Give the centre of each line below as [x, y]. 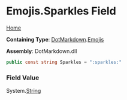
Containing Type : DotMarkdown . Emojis [55, 39]
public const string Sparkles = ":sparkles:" [64, 62]
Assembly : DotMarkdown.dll [42, 51]
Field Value [23, 78]
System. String [24, 91]
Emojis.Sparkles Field [61, 11]
